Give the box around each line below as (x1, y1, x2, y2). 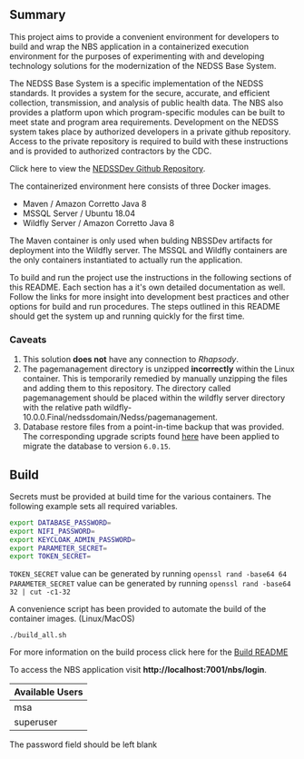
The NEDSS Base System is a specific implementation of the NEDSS (9, 77, 264, 89)
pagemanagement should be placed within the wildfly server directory (22, 392, 286, 403)
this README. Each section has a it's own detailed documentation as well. (9, 281, 286, 292)
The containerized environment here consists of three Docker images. (9, 181, 271, 192)
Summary (9, 7, 66, 23)
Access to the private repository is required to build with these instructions (9, 135, 289, 146)
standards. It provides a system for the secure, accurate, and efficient (9, 87, 270, 98)
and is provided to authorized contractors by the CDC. (9, 145, 212, 156)
